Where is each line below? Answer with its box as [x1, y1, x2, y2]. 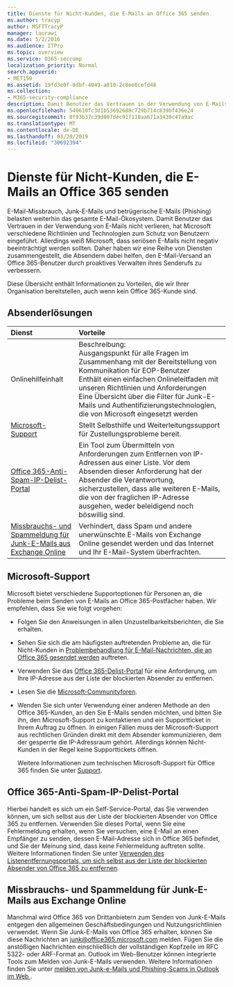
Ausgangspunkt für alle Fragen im [78, 348, 189, 358]
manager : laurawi [7, 29, 58, 37]
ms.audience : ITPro [7, 42, 64, 49]
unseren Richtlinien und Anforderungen [78, 383, 207, 393]
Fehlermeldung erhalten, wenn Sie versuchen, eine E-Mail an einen [7, 826, 199, 835]
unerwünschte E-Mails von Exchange [78, 530, 202, 539]
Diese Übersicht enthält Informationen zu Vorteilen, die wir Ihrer [7, 279, 189, 288]
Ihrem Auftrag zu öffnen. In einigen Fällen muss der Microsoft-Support [17, 723, 218, 731]
